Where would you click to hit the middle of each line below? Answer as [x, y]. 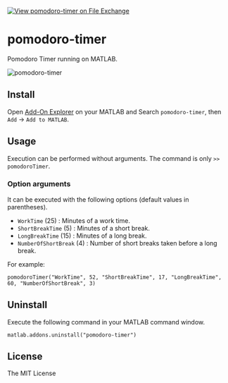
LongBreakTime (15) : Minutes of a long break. [82, 236]
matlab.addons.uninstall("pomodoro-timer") [72, 335]
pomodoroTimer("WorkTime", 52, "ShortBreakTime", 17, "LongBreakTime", [114, 277]
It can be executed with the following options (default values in [98, 199]
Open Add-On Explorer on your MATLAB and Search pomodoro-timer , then [114, 111]
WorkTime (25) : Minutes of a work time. [74, 220]
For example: [26, 264]
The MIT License [32, 373]
